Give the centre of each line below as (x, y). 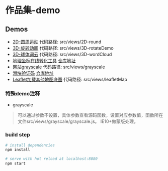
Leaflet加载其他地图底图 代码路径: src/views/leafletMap (70, 79)
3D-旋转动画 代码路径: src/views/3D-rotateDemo (63, 48)
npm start (16, 163)
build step (18, 135)
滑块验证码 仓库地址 (33, 73)
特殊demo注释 (23, 93)
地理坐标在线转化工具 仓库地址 (44, 60)
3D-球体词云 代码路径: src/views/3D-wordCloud (62, 54)
